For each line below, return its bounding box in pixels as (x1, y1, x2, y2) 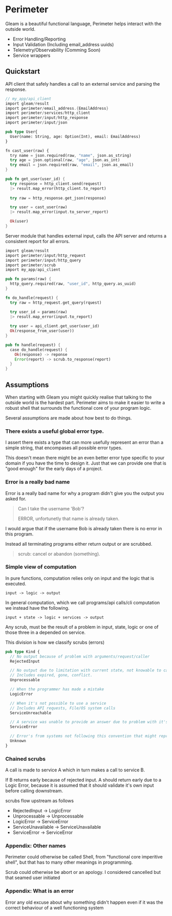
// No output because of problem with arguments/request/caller (10, 654, 150, 659)
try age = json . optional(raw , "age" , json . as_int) (10, 157, 120, 163)
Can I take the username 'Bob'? (17, 505, 84, 511)
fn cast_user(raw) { (5, 148, 50, 153)
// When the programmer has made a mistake (10, 687, 104, 692)
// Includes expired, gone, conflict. (10, 673, 93, 678)
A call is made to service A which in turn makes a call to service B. (5, 767, 145, 773)
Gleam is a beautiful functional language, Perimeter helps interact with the (5, 21, 162, 27)
